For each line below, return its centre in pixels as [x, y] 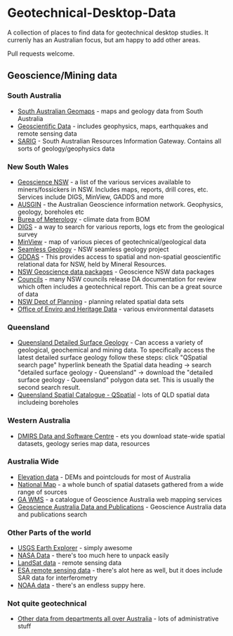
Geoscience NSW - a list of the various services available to [104, 182]
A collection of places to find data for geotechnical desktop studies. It [108, 32]
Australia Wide [33, 462]
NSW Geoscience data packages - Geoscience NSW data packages [116, 272]
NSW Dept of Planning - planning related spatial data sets [101, 301]
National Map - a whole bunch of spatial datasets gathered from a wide [120, 484]
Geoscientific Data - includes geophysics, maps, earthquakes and [113, 126]
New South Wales [38, 167]
